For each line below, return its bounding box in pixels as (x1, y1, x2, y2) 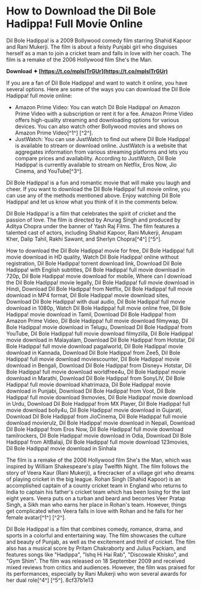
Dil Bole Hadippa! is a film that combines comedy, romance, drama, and (6, 525, 183, 533)
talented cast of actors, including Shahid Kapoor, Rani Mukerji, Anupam (6, 229, 182, 236)
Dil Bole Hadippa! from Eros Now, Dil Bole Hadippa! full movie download (6, 425, 184, 433)
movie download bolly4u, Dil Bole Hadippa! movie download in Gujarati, (6, 406, 183, 414)
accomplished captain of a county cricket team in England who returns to (6, 482, 188, 489)
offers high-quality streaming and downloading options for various (14, 116, 179, 124)
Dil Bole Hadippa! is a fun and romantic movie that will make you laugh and (6, 179, 191, 186)
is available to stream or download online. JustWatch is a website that (14, 142, 187, 149)
